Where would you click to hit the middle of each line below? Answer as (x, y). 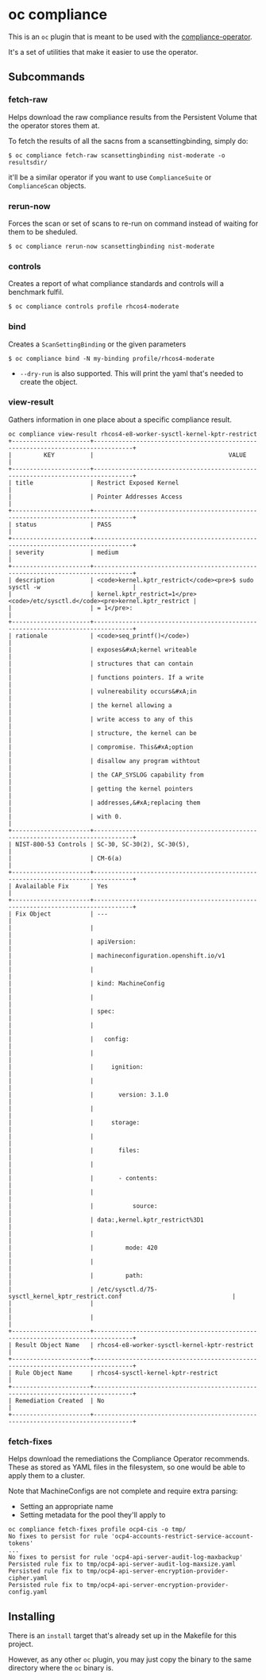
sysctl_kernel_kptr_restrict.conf (66, 1296)
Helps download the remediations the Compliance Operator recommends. (129, 1459)
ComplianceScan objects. (47, 185)
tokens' (21, 1543)
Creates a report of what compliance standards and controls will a (116, 284)
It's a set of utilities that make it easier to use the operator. (103, 52)
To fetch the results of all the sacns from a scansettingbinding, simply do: (128, 141)
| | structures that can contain (101, 664)
